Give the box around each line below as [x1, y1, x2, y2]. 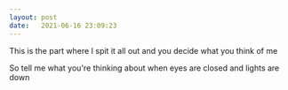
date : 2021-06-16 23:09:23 [9, 21, 117, 30]
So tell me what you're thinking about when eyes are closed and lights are [9, 63, 280, 73]
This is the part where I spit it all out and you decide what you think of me [9, 45, 278, 56]
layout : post [9, 12, 58, 22]
